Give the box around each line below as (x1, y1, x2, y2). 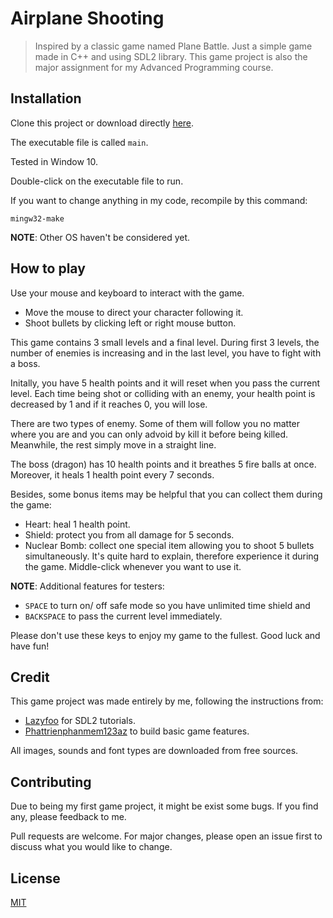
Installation (10, 90, 82, 107)
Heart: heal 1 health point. (24, 518, 131, 530)
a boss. (10, 357, 41, 369)
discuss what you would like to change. (10, 841, 173, 853)
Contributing (10, 773, 92, 791)
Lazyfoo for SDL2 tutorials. (24, 715, 136, 727)
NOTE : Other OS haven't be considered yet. (10, 231, 191, 243)
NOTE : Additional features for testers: (10, 580, 165, 592)
